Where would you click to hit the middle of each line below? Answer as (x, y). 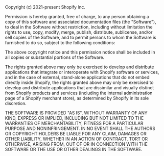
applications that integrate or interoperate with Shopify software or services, (82, 72)
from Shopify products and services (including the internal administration (79, 93)
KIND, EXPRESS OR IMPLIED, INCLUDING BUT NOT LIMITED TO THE (74, 118)
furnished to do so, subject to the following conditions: (60, 43)
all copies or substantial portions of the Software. (55, 57)
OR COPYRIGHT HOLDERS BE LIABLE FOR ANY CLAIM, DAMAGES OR (76, 134)
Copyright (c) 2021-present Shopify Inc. (45, 7)
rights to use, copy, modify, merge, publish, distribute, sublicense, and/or (79, 32)
